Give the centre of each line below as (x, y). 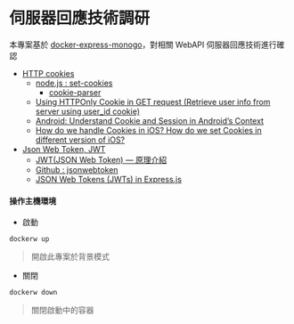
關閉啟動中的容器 (62, 310)
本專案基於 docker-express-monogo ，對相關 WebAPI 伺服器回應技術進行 (143, 45)
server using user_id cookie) (88, 111)
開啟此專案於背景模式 (70, 257)
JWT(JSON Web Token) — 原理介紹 (101, 159)
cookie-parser (75, 92)
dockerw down (33, 293)
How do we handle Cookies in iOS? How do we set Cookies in (149, 130)
